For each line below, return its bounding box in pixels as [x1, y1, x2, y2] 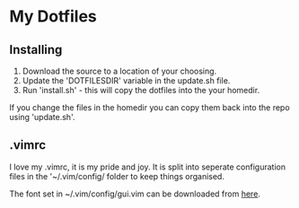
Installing [9, 42, 63, 57]
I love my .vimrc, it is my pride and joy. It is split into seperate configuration [9, 161, 286, 172]
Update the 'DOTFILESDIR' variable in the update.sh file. [22, 75, 231, 86]
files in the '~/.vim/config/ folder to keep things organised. [9, 170, 224, 181]
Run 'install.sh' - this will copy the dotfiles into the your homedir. [22, 85, 260, 95]
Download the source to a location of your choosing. [22, 65, 217, 76]
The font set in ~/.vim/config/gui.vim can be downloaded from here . [9, 188, 260, 199]
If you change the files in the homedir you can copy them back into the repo [9, 102, 290, 113]
